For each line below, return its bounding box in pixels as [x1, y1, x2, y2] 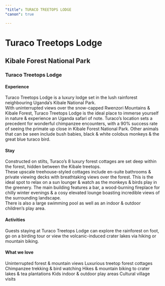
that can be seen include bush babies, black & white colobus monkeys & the [5, 131, 160, 137]
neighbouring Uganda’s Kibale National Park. [5, 100, 96, 106]
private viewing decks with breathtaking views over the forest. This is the [5, 174, 154, 180]
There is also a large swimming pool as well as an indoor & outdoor [5, 200, 141, 206]
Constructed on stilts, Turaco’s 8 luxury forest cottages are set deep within [5, 158, 157, 165]
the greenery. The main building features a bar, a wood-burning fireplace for [5, 185, 160, 191]
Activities [5, 217, 26, 223]
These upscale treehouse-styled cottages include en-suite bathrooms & [5, 169, 151, 175]
